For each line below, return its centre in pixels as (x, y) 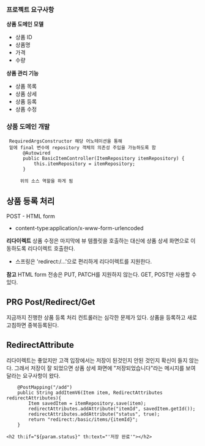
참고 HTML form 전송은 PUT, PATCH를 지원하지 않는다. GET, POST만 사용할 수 (102, 275)
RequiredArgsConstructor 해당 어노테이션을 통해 (65, 141)
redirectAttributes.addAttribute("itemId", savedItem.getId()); (112, 409)
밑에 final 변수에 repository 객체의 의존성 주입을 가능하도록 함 (82, 148)
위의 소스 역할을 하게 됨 (47, 181)
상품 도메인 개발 (28, 127)
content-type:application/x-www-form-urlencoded (79, 228)
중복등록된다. (43, 325)
